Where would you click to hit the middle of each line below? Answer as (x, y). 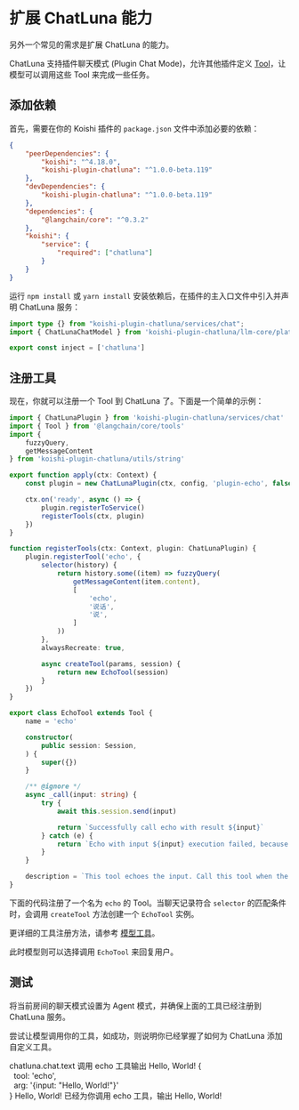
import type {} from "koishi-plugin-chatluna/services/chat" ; (127, 324)
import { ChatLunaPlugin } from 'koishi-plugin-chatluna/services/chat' (147, 418)
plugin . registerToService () (93, 508)
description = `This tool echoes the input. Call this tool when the (157, 877)
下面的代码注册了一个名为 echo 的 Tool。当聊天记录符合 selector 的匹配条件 (148, 903)
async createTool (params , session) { (111, 664)
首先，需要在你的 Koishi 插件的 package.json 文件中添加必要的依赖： (134, 128)
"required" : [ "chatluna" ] (105, 253)
